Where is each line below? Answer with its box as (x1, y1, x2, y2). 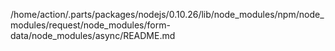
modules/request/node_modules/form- (10, 19, 171, 31)
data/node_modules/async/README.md (10, 30, 176, 41)
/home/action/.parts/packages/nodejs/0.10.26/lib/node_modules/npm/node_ (10, 9, 325, 20)
